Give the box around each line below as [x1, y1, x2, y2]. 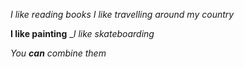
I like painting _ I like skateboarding [10, 28, 155, 39]
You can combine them [10, 47, 107, 59]
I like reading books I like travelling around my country [10, 9, 235, 20]
